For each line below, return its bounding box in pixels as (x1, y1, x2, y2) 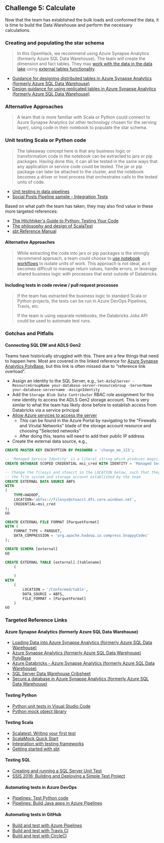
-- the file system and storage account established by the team (5, 474, 141, 480)
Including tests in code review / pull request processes (5, 282, 119, 288)
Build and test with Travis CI (12, 827, 69, 833)
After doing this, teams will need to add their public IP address (19, 433, 145, 439)
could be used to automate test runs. (17, 318, 91, 324)
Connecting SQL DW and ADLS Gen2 (5, 342, 81, 348)
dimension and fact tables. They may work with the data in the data (17, 61, 153, 67)
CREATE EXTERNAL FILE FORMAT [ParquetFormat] (5, 520, 99, 524)
